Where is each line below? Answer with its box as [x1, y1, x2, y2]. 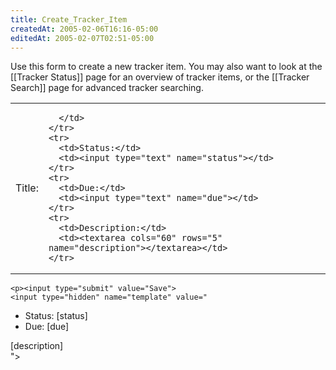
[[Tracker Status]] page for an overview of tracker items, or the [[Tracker [10, 71, 310, 83]
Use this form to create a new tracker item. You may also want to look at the [10, 61, 323, 73]
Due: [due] [24, 321, 70, 333]
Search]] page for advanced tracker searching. [10, 82, 204, 94]
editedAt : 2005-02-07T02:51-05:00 [10, 33, 155, 43]
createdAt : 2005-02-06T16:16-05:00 [10, 24, 159, 34]
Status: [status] [24, 310, 88, 322]
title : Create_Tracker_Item [10, 14, 128, 25]
